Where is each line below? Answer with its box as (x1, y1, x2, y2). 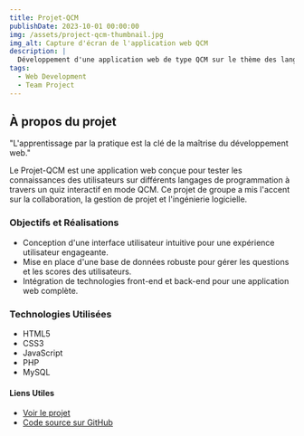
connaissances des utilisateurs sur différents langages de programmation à (9, 175, 290, 185)
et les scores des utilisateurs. (22, 266, 132, 277)
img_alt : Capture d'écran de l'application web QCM (9, 38, 208, 48)
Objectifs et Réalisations (9, 216, 119, 229)
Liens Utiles (9, 387, 55, 398)
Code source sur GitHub (22, 417, 113, 428)
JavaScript (22, 347, 63, 358)
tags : (9, 64, 30, 73)
